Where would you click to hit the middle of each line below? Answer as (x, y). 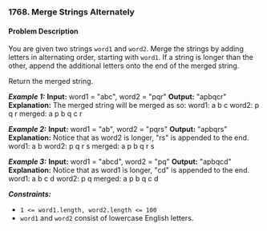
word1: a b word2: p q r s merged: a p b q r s (81, 146)
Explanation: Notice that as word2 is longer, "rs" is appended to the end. (129, 137)
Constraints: (30, 194)
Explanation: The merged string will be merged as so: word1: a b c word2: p (134, 106)
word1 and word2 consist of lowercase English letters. (107, 218)
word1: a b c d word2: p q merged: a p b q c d (83, 179)
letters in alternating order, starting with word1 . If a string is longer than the (131, 58)
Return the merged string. (51, 82)
